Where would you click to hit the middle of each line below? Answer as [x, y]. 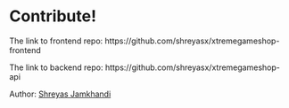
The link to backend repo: [56, 67]
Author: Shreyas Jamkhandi [60, 94]
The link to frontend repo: [56, 41]
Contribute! [53, 16]
